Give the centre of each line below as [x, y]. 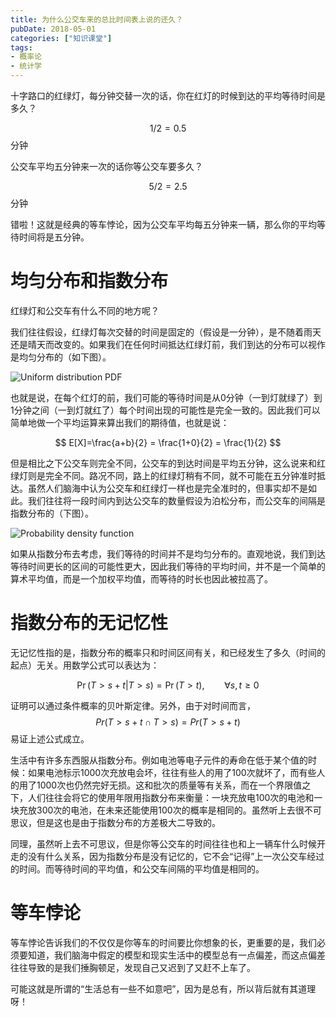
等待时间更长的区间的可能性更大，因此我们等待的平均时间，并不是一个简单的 [168, 566]
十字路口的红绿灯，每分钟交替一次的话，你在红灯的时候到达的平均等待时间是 [168, 95]
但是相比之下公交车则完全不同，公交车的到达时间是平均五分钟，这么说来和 [163, 463]
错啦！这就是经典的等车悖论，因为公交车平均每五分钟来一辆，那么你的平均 [163, 224]
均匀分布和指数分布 [89, 281]
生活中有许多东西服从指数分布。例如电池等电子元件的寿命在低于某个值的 [159, 760]
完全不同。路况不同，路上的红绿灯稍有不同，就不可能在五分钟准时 [180, 475]
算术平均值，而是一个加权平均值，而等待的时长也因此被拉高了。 [141, 578]
